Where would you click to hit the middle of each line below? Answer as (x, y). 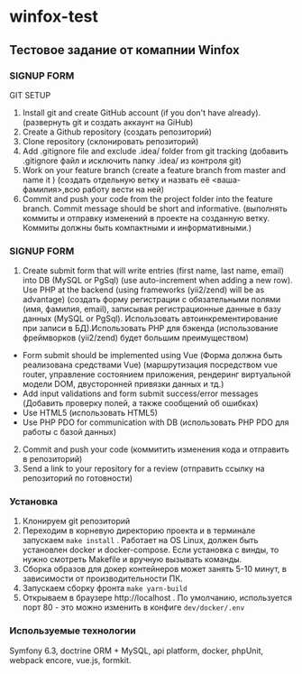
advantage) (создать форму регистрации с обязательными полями (151, 300)
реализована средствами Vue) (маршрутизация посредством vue (150, 365)
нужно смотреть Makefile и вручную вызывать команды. (132, 559)
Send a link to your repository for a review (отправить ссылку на (143, 469)
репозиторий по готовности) (78, 478)
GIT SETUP (30, 95)
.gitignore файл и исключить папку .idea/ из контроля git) (132, 161)
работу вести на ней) (124, 189)
